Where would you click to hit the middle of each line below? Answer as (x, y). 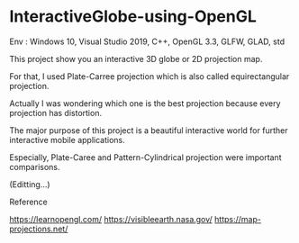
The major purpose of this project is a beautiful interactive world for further (149, 130)
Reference (28, 202)
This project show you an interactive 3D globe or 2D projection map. (136, 58)
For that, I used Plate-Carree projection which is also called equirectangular (149, 76)
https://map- (238, 219)
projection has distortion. (55, 112)
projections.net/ (39, 229)
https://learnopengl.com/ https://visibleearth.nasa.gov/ (111, 219)
